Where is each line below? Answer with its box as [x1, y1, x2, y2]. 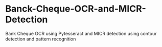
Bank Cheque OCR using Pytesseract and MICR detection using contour [5, 30, 157, 36]
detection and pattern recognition [5, 36, 76, 42]
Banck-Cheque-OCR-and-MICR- [5, 3, 147, 15]
